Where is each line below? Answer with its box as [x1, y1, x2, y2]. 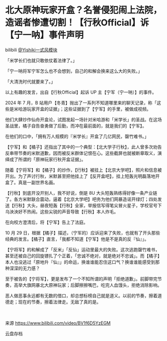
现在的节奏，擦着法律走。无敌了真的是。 [18, 299, 101, 305]
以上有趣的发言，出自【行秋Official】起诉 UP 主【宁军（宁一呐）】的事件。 [5, 89, 157, 95]
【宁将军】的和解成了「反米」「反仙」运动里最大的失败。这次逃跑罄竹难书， [5, 246, 160, 252]
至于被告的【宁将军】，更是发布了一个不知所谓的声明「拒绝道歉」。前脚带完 [5, 276, 158, 282]
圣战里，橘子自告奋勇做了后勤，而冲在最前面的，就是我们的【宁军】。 [5, 122, 147, 128]
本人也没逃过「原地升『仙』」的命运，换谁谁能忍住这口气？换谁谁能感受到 [5, 259, 156, 265]
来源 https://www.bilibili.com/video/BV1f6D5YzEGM [5, 320, 111, 326]
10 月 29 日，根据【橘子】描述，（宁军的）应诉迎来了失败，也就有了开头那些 [5, 229, 161, 235]
